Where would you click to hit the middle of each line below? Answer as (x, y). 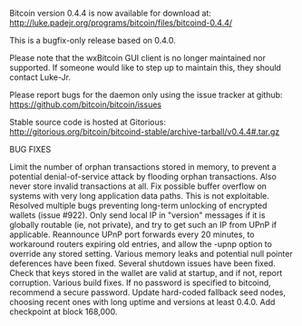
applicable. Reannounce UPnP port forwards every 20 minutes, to (132, 234)
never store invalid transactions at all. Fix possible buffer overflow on (138, 186)
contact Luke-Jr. (40, 77)
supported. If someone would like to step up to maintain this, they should (145, 68)
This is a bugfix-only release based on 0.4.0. (93, 40)
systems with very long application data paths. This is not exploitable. (139, 196)
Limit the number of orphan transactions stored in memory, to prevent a (143, 167)
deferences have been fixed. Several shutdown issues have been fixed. (143, 263)
